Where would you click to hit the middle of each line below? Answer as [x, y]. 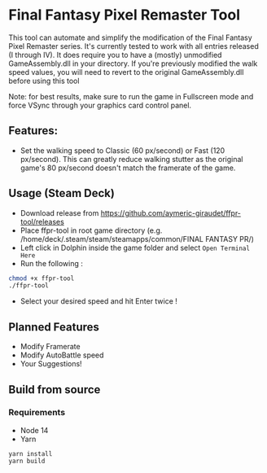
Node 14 [34, 430]
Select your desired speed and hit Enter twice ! [98, 301]
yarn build [27, 461]
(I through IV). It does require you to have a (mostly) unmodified [115, 55]
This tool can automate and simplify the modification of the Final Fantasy [130, 37]
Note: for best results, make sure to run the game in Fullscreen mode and [131, 96]
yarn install [31, 453]
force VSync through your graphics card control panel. [100, 105]
